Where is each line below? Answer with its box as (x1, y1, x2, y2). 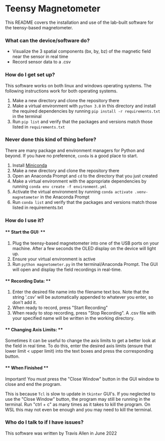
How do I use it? (5, 217, 44, 224)
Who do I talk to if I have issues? (5, 419, 84, 426)
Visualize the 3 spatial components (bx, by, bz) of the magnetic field (12, 48, 151, 55)
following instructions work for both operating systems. (5, 88, 118, 94)
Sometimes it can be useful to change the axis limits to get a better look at (5, 338, 156, 344)
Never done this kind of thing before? (5, 136, 96, 143)
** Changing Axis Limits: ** (5, 326, 63, 332)
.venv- (134, 189, 148, 194)
